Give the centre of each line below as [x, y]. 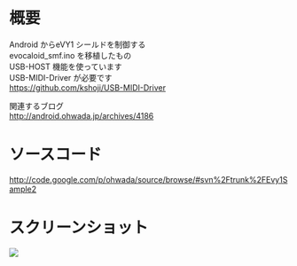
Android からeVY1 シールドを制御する [78, 44]
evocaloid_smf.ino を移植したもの [70, 55]
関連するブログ [36, 106]
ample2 [23, 189]
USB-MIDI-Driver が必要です [61, 77]
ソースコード [55, 155]
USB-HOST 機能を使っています [66, 66]
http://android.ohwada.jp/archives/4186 [82, 115]
